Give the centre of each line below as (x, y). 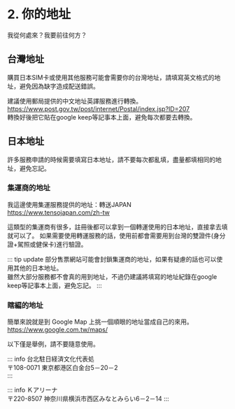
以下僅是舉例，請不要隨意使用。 (53, 344)
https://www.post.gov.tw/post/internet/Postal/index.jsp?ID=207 (99, 108)
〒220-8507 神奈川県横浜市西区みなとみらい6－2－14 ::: (88, 399)
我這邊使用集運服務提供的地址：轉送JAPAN (69, 204)
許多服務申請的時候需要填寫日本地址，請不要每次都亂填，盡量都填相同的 (111, 159)
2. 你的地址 (39, 14)
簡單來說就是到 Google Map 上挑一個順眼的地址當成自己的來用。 (100, 322)
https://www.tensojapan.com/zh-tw (59, 212)
